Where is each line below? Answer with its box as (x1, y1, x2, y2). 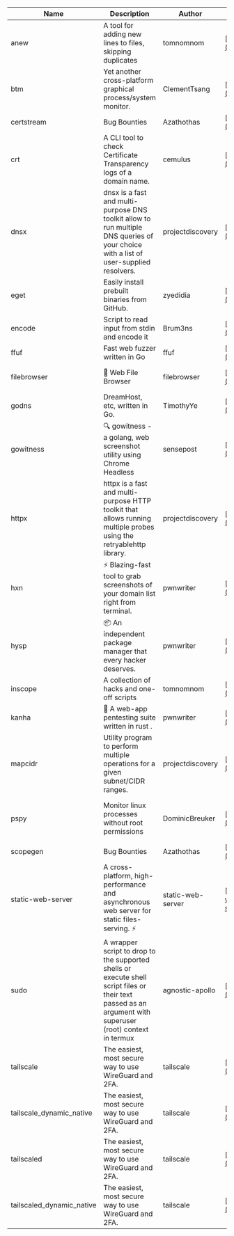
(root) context (103, 1024, 149, 1034)
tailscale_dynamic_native (10, 1108, 93, 1118)
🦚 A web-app (103, 704, 148, 713)
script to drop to (103, 946, 156, 956)
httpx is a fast (103, 479, 148, 488)
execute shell (103, 972, 147, 982)
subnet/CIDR (103, 776, 146, 786)
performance (103, 880, 146, 889)
